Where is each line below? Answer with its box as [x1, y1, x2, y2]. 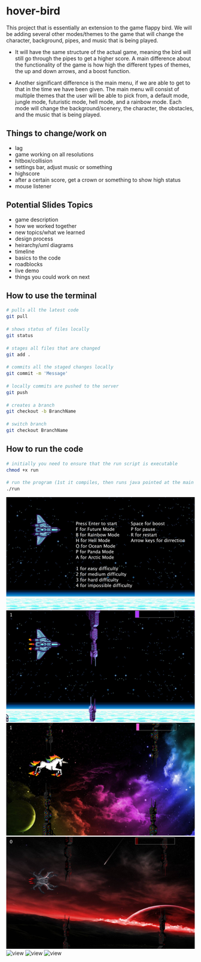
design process [14, 235, 54, 242]
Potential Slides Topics [6, 200, 93, 211]
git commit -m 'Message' [6, 371, 68, 377]
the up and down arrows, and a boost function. [14, 67, 131, 74]
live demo [14, 267, 39, 274]
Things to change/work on [6, 128, 107, 139]
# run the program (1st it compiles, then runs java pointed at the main [6, 480, 194, 486]
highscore [14, 170, 40, 177]
